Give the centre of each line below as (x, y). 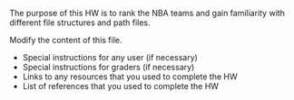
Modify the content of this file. (66, 40)
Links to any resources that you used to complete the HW (130, 77)
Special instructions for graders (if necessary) (108, 67)
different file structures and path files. (80, 23)
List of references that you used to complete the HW (121, 86)
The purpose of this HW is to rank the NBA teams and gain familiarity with (147, 13)
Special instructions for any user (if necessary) (110, 57)
